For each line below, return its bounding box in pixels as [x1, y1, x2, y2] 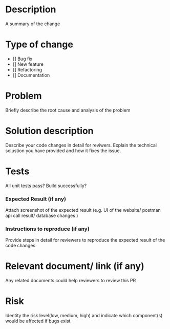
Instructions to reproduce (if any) [5, 225, 90, 232]
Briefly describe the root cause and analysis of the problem [5, 107, 131, 113]
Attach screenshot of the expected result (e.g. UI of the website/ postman [5, 207, 161, 213]
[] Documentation [12, 72, 50, 78]
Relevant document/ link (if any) [5, 261, 144, 272]
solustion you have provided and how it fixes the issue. [5, 148, 121, 154]
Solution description [5, 125, 94, 137]
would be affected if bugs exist [5, 318, 71, 324]
